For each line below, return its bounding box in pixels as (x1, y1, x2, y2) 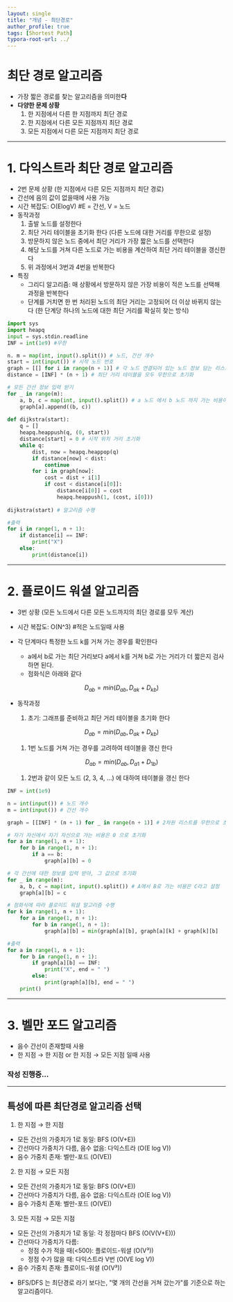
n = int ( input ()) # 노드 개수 (7, 800, 89, 807)
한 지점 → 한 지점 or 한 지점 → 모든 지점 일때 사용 (17, 1050, 151, 1059)
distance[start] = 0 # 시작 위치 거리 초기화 (19, 435, 141, 442)
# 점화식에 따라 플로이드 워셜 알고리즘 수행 (7, 902, 115, 909)
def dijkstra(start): (7, 416, 70, 424)
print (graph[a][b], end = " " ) (44, 979, 135, 986)
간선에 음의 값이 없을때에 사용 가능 (17, 194, 110, 201)
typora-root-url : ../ (7, 36, 70, 43)
